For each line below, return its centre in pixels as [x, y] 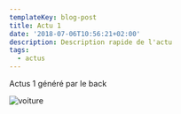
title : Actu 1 [35, 26]
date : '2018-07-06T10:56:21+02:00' [75, 34]
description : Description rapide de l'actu [91, 42]
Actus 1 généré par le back [58, 84]
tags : [19, 50]
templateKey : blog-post [53, 17]
